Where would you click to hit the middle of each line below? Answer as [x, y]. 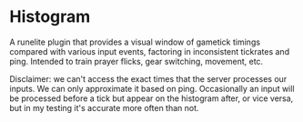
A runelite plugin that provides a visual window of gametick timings [135, 42]
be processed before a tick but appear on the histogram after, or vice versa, [151, 98]
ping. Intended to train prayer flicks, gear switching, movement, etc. [136, 61]
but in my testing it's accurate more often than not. [104, 107]
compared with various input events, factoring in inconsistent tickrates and [149, 51]
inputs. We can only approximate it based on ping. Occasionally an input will [152, 88]
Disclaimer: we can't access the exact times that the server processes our [148, 78]
